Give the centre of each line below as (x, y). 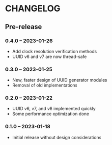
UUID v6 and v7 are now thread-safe (49, 57)
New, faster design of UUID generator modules (59, 80)
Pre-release (24, 27)
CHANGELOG (33, 9)
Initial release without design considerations (57, 137)
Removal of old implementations (45, 85)
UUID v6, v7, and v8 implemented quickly (54, 109)
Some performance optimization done (51, 114)
